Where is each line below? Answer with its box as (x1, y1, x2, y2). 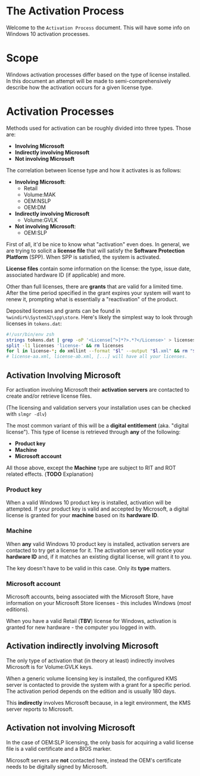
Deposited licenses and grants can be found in (6, 307, 121, 314)
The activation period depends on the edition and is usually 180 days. (6, 688, 177, 695)
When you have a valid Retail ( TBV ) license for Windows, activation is (6, 617, 177, 624)
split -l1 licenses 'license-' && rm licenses (6, 343, 124, 349)
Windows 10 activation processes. (6, 30, 90, 37)
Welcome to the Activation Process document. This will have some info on (6, 24, 190, 31)
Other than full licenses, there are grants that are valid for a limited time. (6, 283, 183, 290)
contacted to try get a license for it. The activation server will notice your (6, 546, 185, 554)
